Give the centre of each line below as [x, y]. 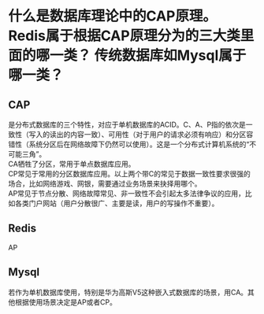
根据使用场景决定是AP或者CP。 [65, 302]
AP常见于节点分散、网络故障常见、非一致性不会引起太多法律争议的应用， [127, 193]
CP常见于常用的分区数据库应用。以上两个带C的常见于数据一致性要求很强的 [129, 174]
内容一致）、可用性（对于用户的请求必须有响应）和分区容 [162, 134]
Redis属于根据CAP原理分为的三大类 [124, 36]
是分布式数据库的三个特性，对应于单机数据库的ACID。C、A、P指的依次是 [127, 124]
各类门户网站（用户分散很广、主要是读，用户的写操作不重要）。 [117, 203]
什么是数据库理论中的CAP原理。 [112, 16]
